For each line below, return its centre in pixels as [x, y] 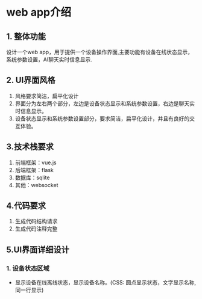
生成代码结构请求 [36, 221]
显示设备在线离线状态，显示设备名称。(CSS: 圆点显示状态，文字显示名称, [106, 283]
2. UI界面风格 [31, 80]
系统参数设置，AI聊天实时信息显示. [49, 60]
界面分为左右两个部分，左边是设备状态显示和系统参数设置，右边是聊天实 [105, 103]
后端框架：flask [34, 170]
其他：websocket [36, 185]
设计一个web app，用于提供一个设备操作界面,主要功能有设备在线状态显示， [99, 52]
